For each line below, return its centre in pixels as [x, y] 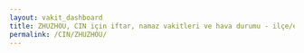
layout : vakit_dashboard [56, 18]
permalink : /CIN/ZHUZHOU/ [58, 34]
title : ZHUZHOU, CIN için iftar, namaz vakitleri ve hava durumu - [139, 26]
